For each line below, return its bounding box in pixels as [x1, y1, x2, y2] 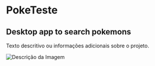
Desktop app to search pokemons [6, 27, 132, 37]
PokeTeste [6, 4, 58, 17]
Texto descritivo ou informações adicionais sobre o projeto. [6, 42, 149, 49]
